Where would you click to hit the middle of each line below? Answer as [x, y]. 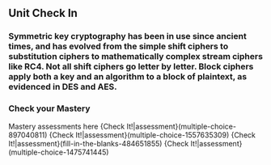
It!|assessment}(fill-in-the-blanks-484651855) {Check [99, 143]
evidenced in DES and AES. [63, 87]
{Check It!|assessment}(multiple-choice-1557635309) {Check [152, 135]
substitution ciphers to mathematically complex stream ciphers [135, 57]
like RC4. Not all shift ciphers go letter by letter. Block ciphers [131, 66]
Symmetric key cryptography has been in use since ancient [127, 36]
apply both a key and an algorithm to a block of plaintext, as [128, 77]
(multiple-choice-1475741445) [59, 152]
